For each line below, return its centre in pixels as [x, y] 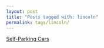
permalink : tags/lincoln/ [38, 22]
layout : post [22, 11]
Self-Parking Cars [28, 39]
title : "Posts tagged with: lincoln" [52, 17]
